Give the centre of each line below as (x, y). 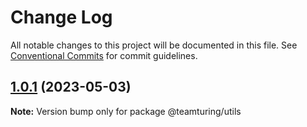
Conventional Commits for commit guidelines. (104, 55)
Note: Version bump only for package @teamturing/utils (126, 111)
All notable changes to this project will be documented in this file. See (154, 45)
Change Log (61, 17)
